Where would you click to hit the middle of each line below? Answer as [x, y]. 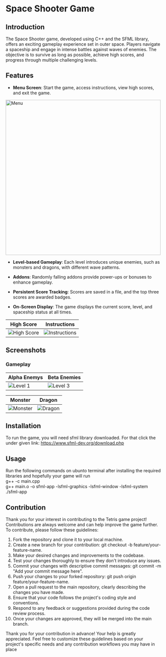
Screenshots [26, 350]
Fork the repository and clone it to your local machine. [68, 539]
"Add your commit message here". [48, 571]
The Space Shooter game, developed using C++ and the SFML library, [77, 39]
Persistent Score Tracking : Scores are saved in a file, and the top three [86, 292]
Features [20, 76]
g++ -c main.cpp [23, 481]
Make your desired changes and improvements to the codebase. [79, 555]
